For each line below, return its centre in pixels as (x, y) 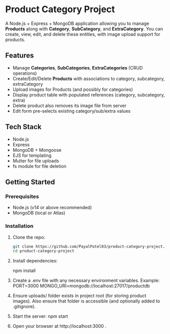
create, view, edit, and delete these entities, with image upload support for (83, 34)
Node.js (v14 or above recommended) (52, 208)
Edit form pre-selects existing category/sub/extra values (72, 111)
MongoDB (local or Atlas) (39, 213)
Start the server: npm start (40, 316)
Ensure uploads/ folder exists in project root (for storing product (79, 296)
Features (20, 56)
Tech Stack (23, 127)
